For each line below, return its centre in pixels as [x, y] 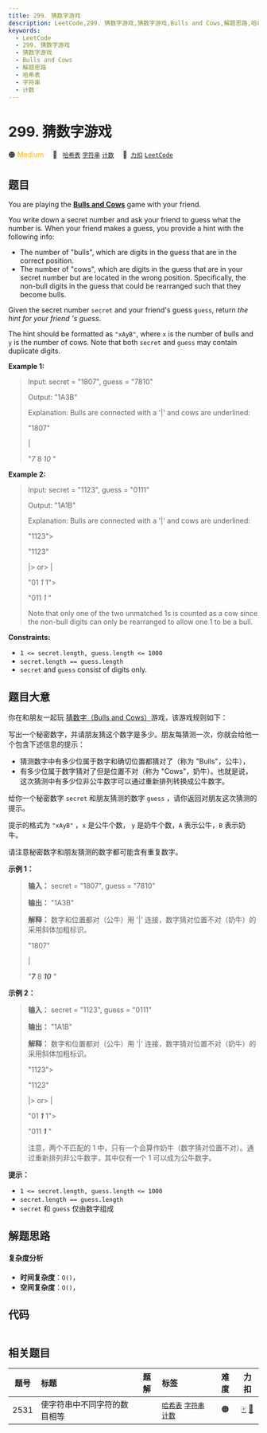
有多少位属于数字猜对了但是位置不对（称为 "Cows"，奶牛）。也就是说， [136, 771]
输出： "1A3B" [50, 902]
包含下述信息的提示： [50, 744]
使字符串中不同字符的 [81, 1405]
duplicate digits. [35, 351]
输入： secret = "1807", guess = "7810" [91, 885]
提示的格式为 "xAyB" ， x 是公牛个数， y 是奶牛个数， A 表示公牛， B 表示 [124, 825]
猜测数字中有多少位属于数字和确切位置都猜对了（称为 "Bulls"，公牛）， [135, 761]
